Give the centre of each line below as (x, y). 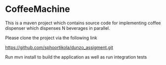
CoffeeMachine (38, 9)
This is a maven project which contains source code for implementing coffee (83, 23)
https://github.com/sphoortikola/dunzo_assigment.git (59, 47)
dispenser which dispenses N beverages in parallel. (58, 28)
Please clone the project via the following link (51, 38)
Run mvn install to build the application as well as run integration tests (76, 57)
